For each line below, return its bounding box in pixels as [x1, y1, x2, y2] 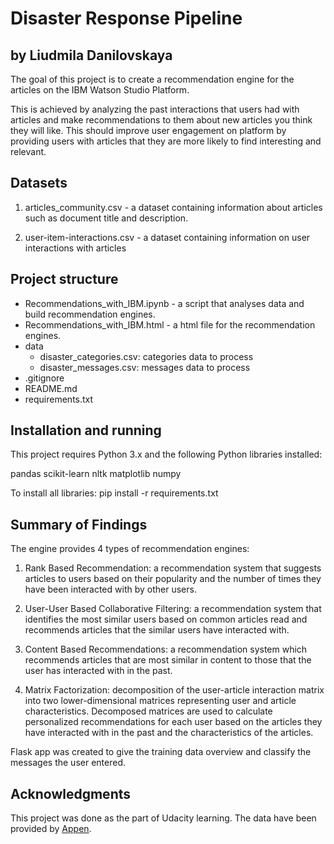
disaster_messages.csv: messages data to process [39, 361, 251, 373]
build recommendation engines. [24, 308, 156, 320]
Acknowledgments [10, 785, 132, 802]
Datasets [10, 175, 68, 192]
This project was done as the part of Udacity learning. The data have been [10, 812, 317, 824]
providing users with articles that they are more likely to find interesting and [10, 135, 322, 147]
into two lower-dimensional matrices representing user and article [24, 695, 297, 707]
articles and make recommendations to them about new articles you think [10, 114, 313, 126]
